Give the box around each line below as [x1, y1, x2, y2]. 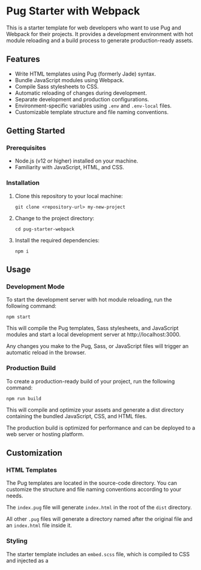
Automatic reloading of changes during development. [14, 89, 147, 97]
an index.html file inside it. [6, 522, 72, 529]
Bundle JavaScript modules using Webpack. [14, 76, 125, 83]
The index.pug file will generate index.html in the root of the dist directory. [6, 504, 192, 511]
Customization [6, 448, 63, 458]
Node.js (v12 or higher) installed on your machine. [14, 157, 139, 164]
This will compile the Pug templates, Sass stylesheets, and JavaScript [6, 325, 179, 332]
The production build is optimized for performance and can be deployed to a [6, 424, 196, 431]
